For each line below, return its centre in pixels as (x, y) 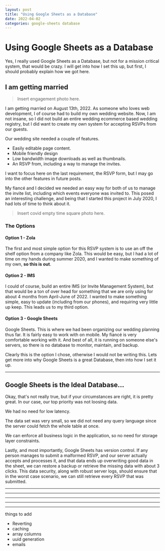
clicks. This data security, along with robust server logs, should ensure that (81, 471)
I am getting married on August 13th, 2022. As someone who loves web (77, 108)
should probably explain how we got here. (47, 72)
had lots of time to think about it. (38, 204)
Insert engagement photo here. (48, 99)
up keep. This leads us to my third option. (47, 307)
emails (19, 545)
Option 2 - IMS (20, 275)
